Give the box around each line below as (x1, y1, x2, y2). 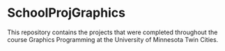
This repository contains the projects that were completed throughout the (7, 28, 218, 36)
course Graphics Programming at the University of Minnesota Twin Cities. (7, 35, 219, 43)
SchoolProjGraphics (7, 5, 125, 21)
